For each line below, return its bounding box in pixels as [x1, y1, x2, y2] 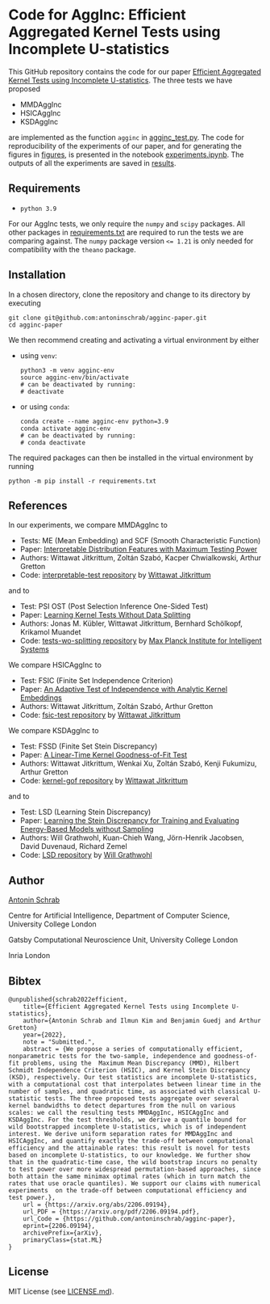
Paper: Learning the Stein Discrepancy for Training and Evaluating [19, 816, 239, 825]
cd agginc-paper [8, 321, 63, 329]
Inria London [8, 951, 51, 960]
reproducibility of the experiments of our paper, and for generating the [8, 141, 242, 150]
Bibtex [8, 974, 42, 988]
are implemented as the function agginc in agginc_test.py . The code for [8, 132, 244, 142]
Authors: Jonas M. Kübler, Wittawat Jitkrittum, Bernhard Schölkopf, [19, 618, 243, 628]
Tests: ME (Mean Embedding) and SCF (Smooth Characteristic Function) [19, 536, 261, 546]
